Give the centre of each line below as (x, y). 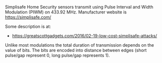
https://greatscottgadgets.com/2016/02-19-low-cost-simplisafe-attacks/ (85, 36)
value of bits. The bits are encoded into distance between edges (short (76, 50)
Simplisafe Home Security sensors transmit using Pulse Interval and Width (79, 7)
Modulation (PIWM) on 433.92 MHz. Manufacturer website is (66, 12)
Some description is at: (28, 26)
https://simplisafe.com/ (28, 17)
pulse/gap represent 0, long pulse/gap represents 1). (57, 55)
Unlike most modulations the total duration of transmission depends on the (80, 45)
